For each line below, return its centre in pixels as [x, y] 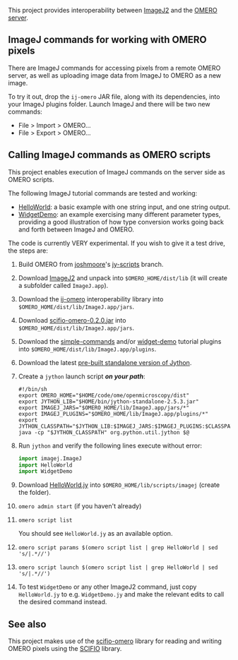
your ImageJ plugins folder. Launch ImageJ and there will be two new [109, 104]
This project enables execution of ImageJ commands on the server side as [117, 172]
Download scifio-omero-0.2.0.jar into [72, 320]
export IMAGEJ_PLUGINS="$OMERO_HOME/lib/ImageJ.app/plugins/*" [113, 414]
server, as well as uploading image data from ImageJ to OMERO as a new [115, 75]
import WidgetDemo [45, 472]
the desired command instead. [63, 602]
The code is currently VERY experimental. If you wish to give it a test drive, [117, 243]
